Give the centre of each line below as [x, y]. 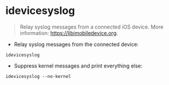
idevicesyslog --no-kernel [38, 76]
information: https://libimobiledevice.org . [69, 33]
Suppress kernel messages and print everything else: [78, 66]
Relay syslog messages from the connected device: [76, 44]
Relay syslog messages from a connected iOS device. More [92, 27]
